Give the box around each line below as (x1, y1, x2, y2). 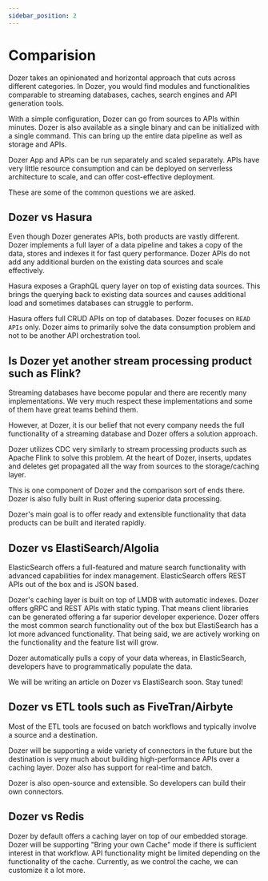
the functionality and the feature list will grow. (8, 638, 158, 647)
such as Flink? (8, 366, 82, 380)
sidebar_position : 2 (8, 11, 78, 20)
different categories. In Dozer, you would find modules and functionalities (8, 81, 250, 91)
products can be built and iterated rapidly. (8, 518, 146, 528)
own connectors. (8, 786, 64, 796)
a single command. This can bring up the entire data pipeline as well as (8, 131, 242, 140)
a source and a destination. (8, 730, 98, 739)
